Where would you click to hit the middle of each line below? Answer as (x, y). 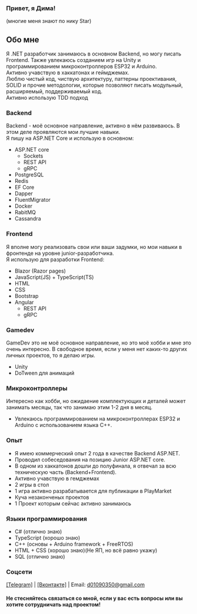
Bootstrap (26, 295)
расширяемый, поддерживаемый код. (54, 91)
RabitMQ (25, 212)
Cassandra (28, 219)
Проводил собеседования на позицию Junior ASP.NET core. (90, 459)
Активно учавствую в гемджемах (57, 478)
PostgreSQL (29, 175)
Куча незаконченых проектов (52, 497)
